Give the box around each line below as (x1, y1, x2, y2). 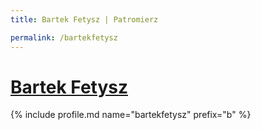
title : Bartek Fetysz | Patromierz (10, 14, 159, 25)
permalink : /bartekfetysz (10, 32, 118, 43)
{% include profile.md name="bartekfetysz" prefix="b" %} (10, 109, 252, 121)
